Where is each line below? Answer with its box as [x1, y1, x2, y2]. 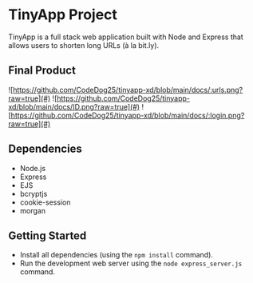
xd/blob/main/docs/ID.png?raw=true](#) [8, 102, 140, 111]
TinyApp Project [8, 6, 118, 24]
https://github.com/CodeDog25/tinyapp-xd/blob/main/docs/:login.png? [10, 110, 245, 120]
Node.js [19, 163, 46, 173]
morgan [19, 205, 46, 215]
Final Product [8, 64, 76, 78]
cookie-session [19, 197, 71, 207]
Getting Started [8, 229, 87, 242]
